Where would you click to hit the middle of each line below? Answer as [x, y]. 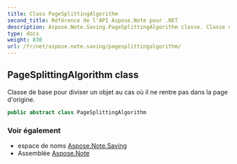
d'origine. [21, 99]
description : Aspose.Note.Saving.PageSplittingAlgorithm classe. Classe [116, 27]
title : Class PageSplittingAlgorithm [63, 14]
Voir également [34, 130]
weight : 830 [25, 40]
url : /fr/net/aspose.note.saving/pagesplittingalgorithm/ [94, 46]
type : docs [23, 33]
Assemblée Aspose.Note [54, 153]
